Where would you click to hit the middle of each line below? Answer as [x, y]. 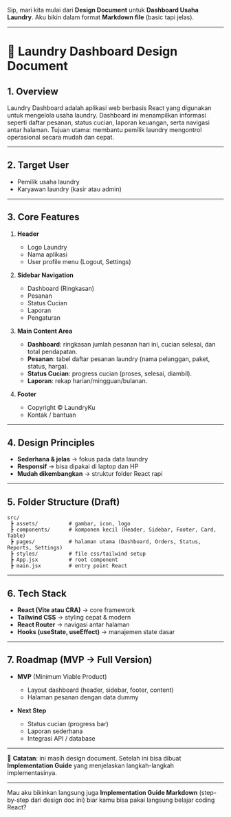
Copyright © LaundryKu [61, 407]
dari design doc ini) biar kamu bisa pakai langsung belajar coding [123, 800]
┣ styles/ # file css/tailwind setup [78, 554]
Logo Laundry [47, 247]
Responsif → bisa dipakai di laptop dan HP [78, 466]
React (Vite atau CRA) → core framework [76, 610]
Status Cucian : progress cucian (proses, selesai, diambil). [110, 373]
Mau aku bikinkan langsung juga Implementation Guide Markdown [102, 792]
